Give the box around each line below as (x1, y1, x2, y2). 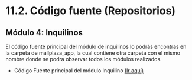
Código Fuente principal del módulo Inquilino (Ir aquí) (14, 67, 144, 74)
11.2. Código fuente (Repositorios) (5, 4, 175, 18)
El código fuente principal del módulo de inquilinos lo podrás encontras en (5, 43, 187, 50)
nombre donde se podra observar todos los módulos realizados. (5, 56, 162, 62)
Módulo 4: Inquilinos (5, 28, 83, 38)
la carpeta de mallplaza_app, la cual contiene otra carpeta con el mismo (5, 49, 181, 56)
